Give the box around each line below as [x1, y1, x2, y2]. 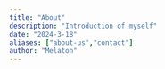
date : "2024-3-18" [9, 30, 78, 39]
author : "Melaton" [9, 47, 78, 56]
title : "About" [9, 13, 66, 22]
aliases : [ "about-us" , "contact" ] [9, 38, 134, 47]
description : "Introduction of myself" [9, 22, 158, 30]
